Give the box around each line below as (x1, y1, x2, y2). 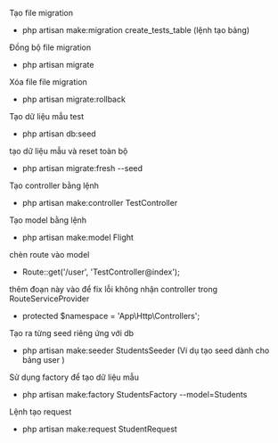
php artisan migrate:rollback (21, 94, 127, 104)
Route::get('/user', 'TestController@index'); (21, 267, 180, 277)
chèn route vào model (9, 250, 90, 259)
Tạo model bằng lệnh (9, 215, 87, 226)
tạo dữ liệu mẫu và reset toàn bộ (9, 146, 128, 156)
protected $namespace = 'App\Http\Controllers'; (21, 311, 200, 321)
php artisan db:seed (21, 128, 96, 139)
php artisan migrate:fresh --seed (21, 163, 143, 173)
